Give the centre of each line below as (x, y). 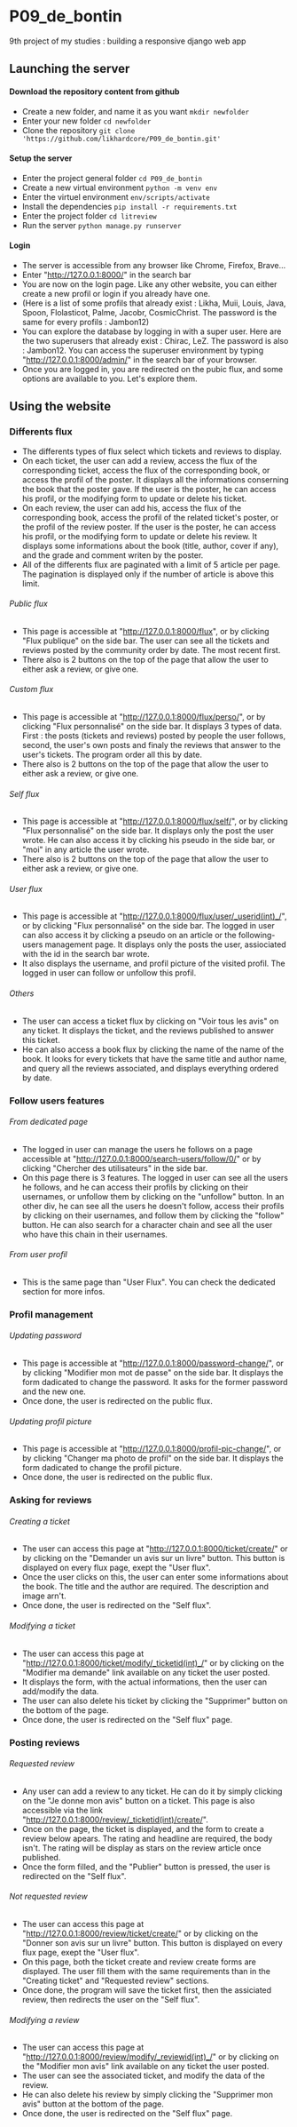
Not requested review (49, 1896)
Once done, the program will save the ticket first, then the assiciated (147, 1990)
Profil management (51, 1314)
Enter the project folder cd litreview (89, 216)
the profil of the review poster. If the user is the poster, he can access (149, 527)
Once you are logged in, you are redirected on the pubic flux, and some (152, 369)
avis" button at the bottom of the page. (93, 2104)
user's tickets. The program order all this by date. (112, 755)
